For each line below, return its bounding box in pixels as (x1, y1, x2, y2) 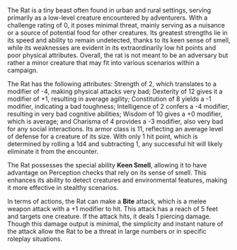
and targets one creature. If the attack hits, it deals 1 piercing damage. (7, 212, 212, 220)
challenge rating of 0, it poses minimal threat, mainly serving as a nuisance (7, 21, 225, 29)
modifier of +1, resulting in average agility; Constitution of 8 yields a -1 (7, 95, 212, 103)
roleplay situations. (7, 234, 62, 243)
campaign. (7, 66, 39, 74)
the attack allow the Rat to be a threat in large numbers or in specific (7, 227, 207, 235)
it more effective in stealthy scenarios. (7, 184, 119, 191)
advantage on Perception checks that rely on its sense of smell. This (7, 169, 207, 177)
